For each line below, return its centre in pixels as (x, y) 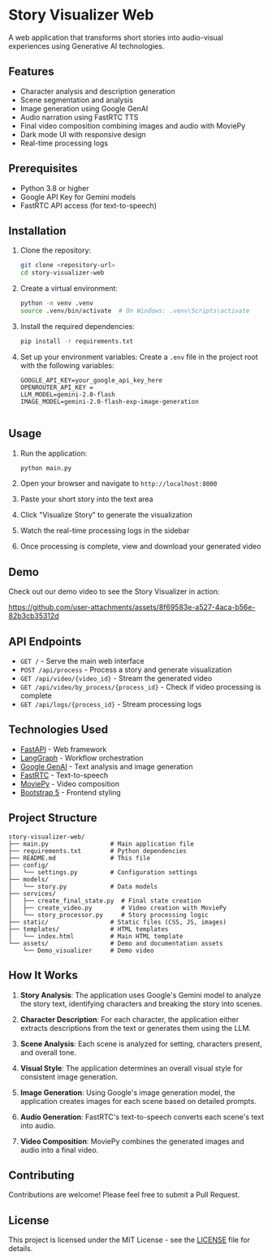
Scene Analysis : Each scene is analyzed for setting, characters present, (141, 1044)
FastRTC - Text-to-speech (64, 775)
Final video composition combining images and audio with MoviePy (133, 126)
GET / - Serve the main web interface (82, 661)
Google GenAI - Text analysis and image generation (106, 766)
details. (21, 1249)
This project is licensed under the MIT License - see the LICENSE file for (129, 1240)
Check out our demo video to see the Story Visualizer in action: (114, 591)
